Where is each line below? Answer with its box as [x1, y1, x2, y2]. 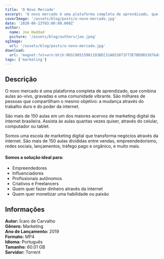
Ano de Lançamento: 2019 [5, 229, 60, 235]
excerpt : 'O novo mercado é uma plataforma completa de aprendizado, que [5, 12, 159, 17]
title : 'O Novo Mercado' [5, 7, 56, 12]
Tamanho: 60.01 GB [5, 244, 45, 250]
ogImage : [5, 39, 23, 44]
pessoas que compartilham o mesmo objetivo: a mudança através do [5, 99, 144, 104]
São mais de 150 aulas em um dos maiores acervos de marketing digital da [5, 113, 155, 119]
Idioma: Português [5, 239, 43, 245]
